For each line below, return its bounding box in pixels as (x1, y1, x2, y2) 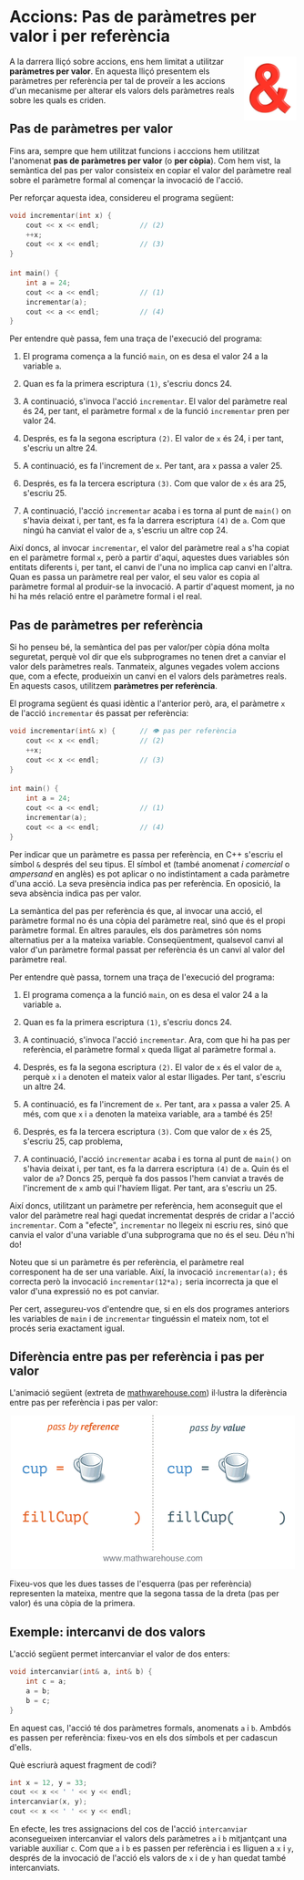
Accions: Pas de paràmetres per (9, 6, 257, 27)
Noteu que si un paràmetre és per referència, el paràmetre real (9, 1256, 244, 1267)
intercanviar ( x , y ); (9, 1797, 88, 1807)
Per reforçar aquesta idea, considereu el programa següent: (9, 192, 234, 203)
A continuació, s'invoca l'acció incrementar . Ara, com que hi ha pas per (22, 1033, 290, 1045)
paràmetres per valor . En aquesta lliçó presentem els (9, 66, 210, 77)
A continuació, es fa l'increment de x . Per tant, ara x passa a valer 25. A (22, 1098, 291, 1109)
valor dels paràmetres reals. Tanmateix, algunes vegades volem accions (9, 661, 280, 672)
